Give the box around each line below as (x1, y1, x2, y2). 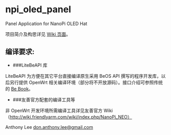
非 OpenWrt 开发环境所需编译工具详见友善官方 (5, 107, 103, 114)
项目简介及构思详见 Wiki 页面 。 (5, 31, 71, 37)
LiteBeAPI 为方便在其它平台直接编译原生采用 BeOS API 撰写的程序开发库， (5, 73, 162, 79)
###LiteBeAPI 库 (12, 62, 47, 68)
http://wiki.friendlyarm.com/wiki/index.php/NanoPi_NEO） (10, 114, 132, 120)
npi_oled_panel (5, 4, 71, 15)
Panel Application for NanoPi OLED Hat (5, 20, 88, 27)
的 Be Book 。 (5, 85, 33, 92)
